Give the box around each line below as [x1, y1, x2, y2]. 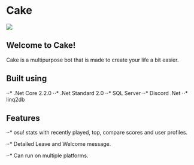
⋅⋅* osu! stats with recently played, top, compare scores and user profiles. [6, 129, 187, 136]
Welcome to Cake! [6, 40, 76, 51]
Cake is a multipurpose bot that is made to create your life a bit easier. [6, 56, 179, 63]
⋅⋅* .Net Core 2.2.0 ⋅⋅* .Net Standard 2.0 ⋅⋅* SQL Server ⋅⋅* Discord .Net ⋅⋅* [6, 89, 189, 96]
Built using [6, 74, 47, 84]
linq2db [6, 96, 25, 103]
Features [6, 113, 40, 123]
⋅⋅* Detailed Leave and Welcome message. [6, 140, 111, 148]
